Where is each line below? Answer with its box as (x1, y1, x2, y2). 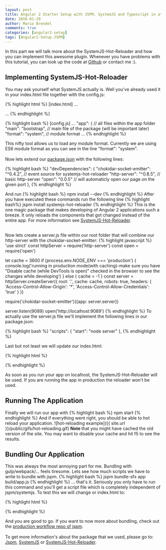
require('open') (5, 248, 36, 254)
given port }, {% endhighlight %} (5, 181, 72, 187)
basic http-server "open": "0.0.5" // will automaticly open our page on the (5, 176, 155, 182)
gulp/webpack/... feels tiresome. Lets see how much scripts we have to (5, 468, 150, 474)
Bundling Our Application (5, 450, 85, 459)
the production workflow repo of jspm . (5, 523, 83, 529)
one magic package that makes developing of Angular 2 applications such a (5, 207, 160, 212)
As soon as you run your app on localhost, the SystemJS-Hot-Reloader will (5, 372, 158, 378)
